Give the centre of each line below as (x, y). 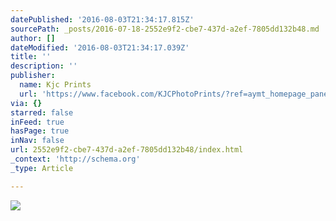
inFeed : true (37, 122)
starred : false (42, 112)
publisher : (33, 76)
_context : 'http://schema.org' (75, 159)
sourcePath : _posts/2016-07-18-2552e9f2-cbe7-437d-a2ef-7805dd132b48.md (165, 29)
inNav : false (37, 141)
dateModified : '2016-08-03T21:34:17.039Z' (100, 47)
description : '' (44, 66)
